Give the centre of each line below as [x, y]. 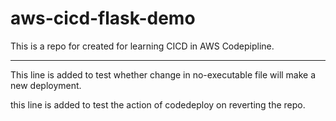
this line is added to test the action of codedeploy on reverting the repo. [158, 104]
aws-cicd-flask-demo [103, 18]
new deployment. [46, 85]
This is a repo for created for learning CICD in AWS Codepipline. [142, 46]
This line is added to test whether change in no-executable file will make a [163, 74]
